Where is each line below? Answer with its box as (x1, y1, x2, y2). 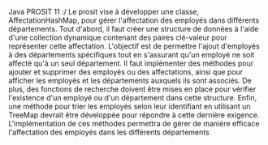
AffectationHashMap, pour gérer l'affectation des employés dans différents (8, 15, 260, 25)
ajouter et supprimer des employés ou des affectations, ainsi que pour (8, 67, 244, 76)
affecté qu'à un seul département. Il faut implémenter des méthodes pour (8, 58, 254, 68)
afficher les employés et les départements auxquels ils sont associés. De (8, 76, 252, 85)
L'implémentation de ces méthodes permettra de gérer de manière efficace (8, 119, 260, 128)
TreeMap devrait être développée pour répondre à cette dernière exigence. (8, 110, 260, 120)
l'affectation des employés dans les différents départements (8, 127, 210, 137)
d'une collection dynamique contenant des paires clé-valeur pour (8, 32, 227, 42)
